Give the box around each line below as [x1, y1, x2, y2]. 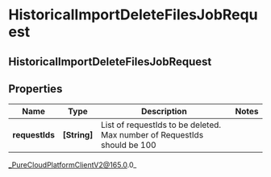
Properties [8, 82, 63, 96]
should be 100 [100, 139, 156, 150]
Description [140, 106, 187, 117]
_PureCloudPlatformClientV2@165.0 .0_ [8, 160, 137, 170]
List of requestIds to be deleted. [100, 119, 222, 130]
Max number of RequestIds [100, 130, 204, 141]
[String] [62, 130, 94, 141]
